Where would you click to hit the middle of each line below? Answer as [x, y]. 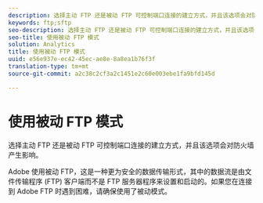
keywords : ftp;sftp [40, 23]
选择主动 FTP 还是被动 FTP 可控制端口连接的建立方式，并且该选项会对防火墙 [131, 145]
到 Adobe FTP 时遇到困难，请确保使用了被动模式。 [90, 191]
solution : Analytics [42, 45]
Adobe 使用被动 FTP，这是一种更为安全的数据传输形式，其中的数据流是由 [126, 171]
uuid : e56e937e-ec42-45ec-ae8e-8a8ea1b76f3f [82, 60]
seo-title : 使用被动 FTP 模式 [54, 37]
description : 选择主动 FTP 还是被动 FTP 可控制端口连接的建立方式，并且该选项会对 [130, 15]
